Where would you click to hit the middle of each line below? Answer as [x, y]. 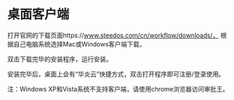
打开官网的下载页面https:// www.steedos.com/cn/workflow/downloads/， [113, 35]
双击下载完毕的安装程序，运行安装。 [60, 59]
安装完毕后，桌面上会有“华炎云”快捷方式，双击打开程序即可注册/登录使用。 [116, 74]
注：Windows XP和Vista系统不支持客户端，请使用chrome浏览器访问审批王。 [118, 89]
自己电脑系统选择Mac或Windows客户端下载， [79, 44]
